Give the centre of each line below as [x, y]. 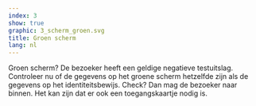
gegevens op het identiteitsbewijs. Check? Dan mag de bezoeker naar [123, 85]
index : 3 [23, 16]
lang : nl [23, 45]
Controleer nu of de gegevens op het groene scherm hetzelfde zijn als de [128, 77]
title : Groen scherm [43, 38]
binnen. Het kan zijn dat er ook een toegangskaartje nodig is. [108, 93]
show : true [26, 23]
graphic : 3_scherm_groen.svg [56, 30]
